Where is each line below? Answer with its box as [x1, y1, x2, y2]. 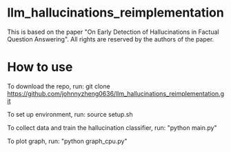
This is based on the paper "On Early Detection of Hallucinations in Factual [7, 28, 219, 36]
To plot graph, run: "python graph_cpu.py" [7, 137, 128, 145]
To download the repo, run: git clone [7, 82, 110, 91]
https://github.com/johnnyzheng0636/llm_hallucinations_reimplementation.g [7, 89, 225, 97]
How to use [7, 59, 73, 75]
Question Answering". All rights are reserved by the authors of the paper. [7, 35, 214, 43]
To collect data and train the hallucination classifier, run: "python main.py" [7, 123, 217, 132]
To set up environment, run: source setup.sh [7, 110, 133, 118]
